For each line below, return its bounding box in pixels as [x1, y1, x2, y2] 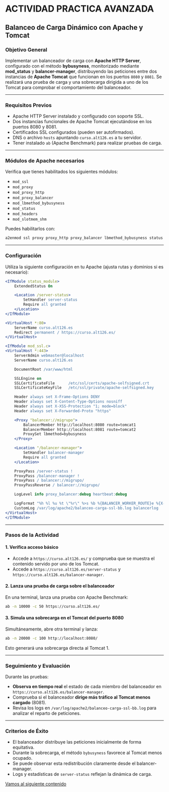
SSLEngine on [14, 376, 42, 381]
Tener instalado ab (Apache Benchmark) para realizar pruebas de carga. [12, 140, 162, 146]
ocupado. [12, 755, 33, 761]
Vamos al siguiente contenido [5, 781, 66, 787]
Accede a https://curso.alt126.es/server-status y [12, 566, 121, 572]
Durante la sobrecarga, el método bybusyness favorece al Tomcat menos [12, 750, 162, 756]
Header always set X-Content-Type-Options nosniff [14, 399, 123, 404]
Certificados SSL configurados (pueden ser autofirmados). [12, 129, 135, 135]
